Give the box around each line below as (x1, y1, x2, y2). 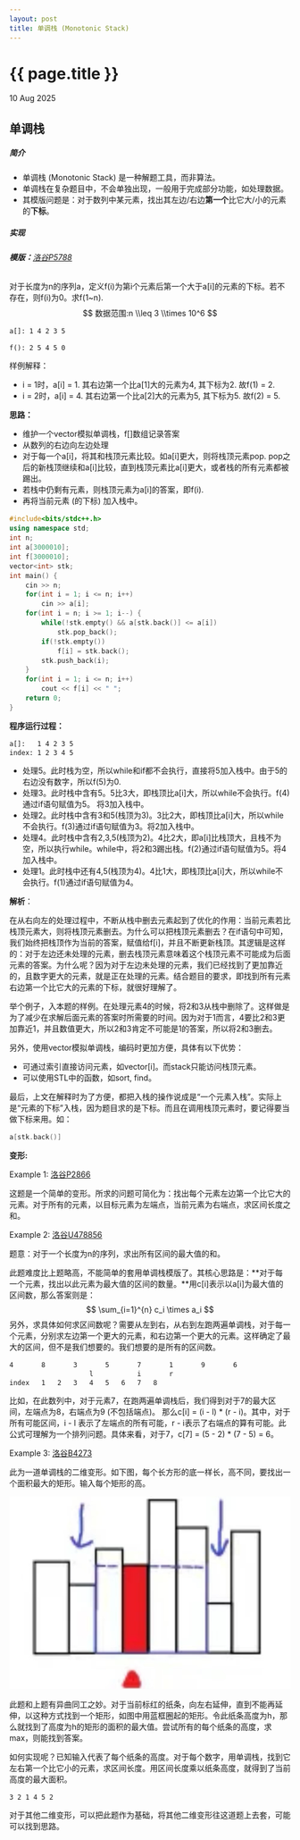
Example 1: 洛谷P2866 (9, 1169, 91, 1180)
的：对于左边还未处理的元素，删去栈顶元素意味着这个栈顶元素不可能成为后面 (9, 948, 291, 959)
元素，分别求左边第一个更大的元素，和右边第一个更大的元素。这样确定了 (16, 1330, 283, 1340)
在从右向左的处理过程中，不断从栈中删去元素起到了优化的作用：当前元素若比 (9, 914, 291, 925)
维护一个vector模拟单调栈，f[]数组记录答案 (21, 429, 180, 440)
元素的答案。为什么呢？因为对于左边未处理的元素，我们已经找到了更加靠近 (9, 959, 283, 970)
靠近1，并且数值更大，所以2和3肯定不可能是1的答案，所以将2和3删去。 (16, 1023, 278, 1034)
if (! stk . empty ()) (41, 637, 105, 646)
